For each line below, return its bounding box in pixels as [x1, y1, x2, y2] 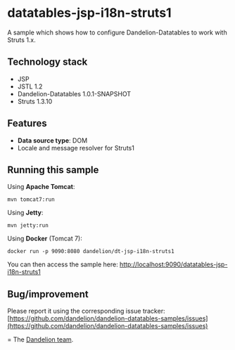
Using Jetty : [7, 209, 44, 217]
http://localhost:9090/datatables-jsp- [119, 260, 228, 268]
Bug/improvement [7, 288, 89, 300]
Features [7, 117, 47, 129]
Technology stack [7, 56, 88, 68]
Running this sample [7, 164, 99, 176]
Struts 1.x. [7, 35, 37, 44]
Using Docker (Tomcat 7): [7, 234, 83, 243]
